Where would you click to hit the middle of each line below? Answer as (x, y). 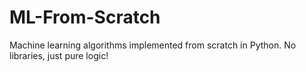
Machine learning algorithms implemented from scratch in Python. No (153, 45)
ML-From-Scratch (85, 17)
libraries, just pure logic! (59, 55)
